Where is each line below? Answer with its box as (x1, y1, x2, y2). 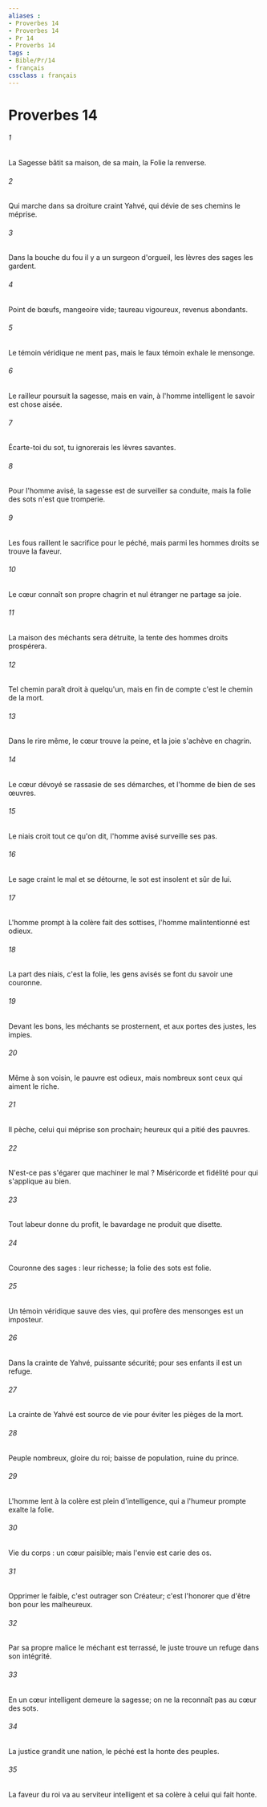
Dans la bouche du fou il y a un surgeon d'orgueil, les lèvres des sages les (8, 253, 254, 262)
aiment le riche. (8, 1081, 60, 1091)
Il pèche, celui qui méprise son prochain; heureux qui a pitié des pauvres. (8, 1125, 251, 1135)
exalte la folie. (8, 1504, 55, 1514)
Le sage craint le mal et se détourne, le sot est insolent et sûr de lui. (8, 875, 233, 884)
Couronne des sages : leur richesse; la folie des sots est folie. (8, 1263, 212, 1273)
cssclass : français (8, 71, 78, 79)
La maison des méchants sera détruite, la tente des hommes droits (8, 633, 229, 643)
